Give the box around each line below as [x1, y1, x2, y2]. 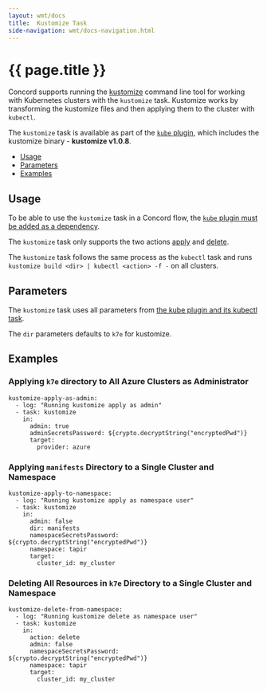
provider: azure [37, 443, 91, 451]
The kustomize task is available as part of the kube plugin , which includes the [8, 128, 260, 138]
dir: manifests [29, 524, 80, 532]
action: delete [29, 634, 80, 642]
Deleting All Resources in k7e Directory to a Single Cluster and [8, 577, 253, 588]
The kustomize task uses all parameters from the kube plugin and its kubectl [8, 304, 257, 315]
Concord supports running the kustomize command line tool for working [8, 87, 245, 96]
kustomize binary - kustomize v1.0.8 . [8, 136, 132, 146]
